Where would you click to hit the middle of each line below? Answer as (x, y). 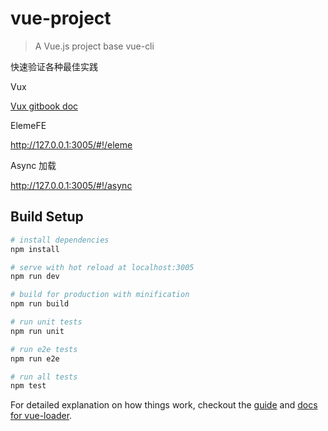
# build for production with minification (100, 295)
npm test (28, 386)
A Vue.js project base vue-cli (94, 46)
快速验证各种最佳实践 (54, 66)
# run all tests (44, 377)
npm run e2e (35, 358)
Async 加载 (33, 165)
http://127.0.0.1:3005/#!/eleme (71, 144)
